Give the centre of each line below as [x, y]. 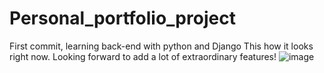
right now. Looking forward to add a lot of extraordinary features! [143, 56]
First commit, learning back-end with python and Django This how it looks [161, 46]
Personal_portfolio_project [122, 18]
